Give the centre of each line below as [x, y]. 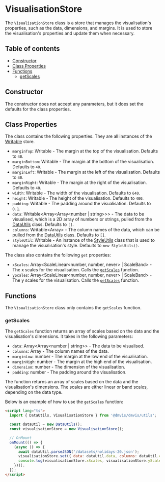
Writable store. [20, 142]
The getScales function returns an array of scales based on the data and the [82, 331]
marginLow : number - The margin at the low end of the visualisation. [80, 357]
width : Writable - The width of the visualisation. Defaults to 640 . [76, 193]
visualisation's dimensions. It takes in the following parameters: [69, 336]
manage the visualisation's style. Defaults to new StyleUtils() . [76, 246]
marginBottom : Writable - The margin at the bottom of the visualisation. [83, 162]
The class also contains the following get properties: [58, 255]
